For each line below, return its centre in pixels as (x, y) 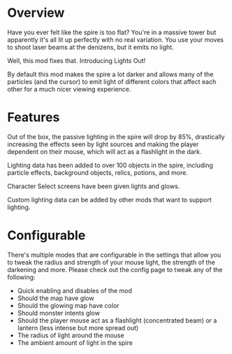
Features (34, 118)
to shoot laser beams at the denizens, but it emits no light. (90, 47)
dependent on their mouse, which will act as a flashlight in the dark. (104, 151)
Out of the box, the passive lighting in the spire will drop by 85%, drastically (116, 136)
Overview (36, 13)
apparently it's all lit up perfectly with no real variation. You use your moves (115, 39)
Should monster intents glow (58, 313)
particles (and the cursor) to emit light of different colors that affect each (112, 81)
